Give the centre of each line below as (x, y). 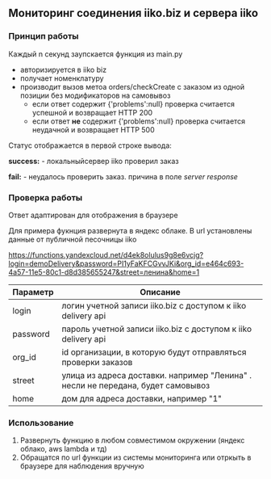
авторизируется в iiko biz (63, 69)
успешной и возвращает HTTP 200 (92, 112)
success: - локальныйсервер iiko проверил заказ (94, 161)
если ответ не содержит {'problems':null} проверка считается (139, 121)
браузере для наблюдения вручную (82, 466)
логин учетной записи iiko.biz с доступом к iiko (154, 305)
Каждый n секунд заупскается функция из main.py (96, 54)
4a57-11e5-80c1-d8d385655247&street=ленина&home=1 (104, 272)
